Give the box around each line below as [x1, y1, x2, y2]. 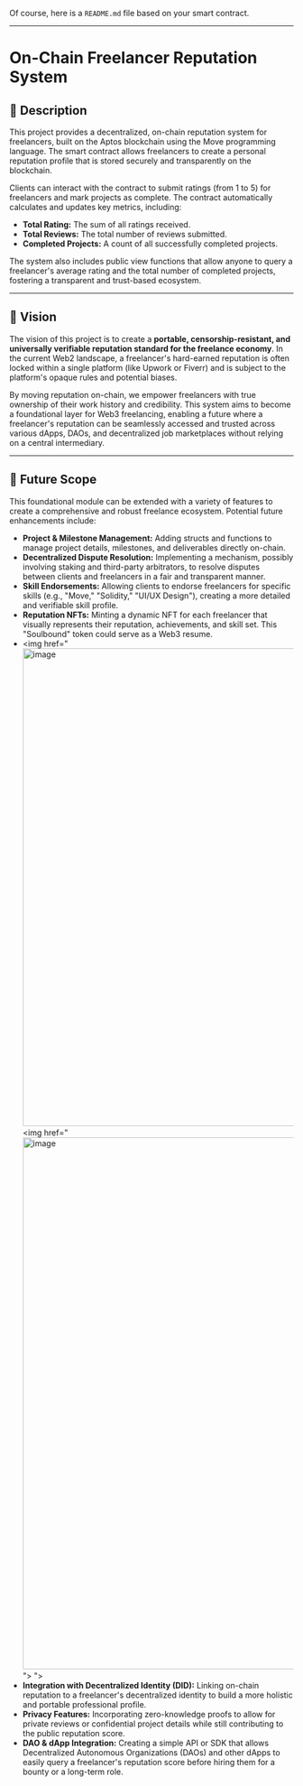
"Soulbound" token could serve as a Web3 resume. [22, 628, 214, 639]
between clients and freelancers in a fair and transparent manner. [22, 570, 266, 581]
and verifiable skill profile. [22, 599, 119, 610]
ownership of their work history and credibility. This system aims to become [9, 399, 291, 410]
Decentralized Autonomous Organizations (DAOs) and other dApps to [22, 1746, 281, 1758]
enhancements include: [9, 514, 96, 526]
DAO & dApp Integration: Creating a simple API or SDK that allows [22, 1737, 269, 1748]
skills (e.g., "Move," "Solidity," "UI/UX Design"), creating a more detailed [22, 590, 291, 601]
